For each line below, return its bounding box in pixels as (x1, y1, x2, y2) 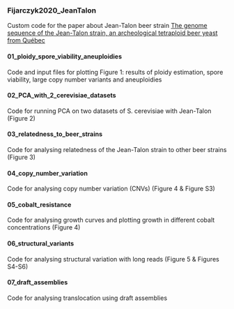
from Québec (7, 36, 45, 45)
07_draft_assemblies (7, 278, 68, 287)
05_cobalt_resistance (7, 200, 72, 209)
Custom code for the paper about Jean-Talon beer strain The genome (7, 22, 208, 30)
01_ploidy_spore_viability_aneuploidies (7, 52, 122, 61)
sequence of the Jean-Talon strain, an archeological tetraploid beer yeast (7, 29, 218, 37)
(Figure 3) (7, 153, 36, 161)
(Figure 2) (7, 114, 36, 122)
